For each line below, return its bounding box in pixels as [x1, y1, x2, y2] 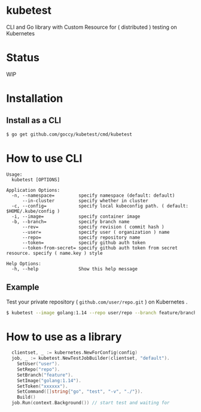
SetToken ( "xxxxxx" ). [17, 383, 68, 389]
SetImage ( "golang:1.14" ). [17, 377, 82, 384]
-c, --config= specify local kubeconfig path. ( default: [11, 203, 188, 209]
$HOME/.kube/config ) [6, 208, 60, 214]
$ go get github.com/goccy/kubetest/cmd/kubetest [6, 131, 133, 137]
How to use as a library [6, 330, 122, 344]
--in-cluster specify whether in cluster [22, 197, 148, 204]
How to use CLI [6, 151, 83, 165]
